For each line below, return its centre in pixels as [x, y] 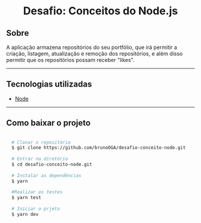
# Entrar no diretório [40, 159]
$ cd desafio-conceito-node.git [52, 165]
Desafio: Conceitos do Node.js [100, 11]
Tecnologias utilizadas [49, 84]
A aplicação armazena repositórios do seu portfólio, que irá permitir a [92, 47]
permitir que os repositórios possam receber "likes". [70, 60]
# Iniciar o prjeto [36, 209]
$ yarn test [27, 198]
